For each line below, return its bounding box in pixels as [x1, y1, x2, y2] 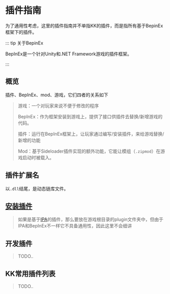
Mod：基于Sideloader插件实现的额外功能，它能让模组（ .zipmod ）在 [17, 148, 161, 154]
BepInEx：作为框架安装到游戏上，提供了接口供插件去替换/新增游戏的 [17, 113, 163, 119]
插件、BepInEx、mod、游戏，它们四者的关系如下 [5, 92, 109, 98]
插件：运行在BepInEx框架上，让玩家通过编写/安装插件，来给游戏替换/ [17, 131, 164, 137]
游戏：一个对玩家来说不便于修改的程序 [17, 102, 99, 109]
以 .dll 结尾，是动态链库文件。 [5, 185, 69, 192]
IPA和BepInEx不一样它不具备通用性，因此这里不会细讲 [17, 223, 132, 229]
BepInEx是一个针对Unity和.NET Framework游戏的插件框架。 [5, 51, 132, 57]
